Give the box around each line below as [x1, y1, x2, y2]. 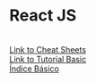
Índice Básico [9, 63, 60, 74]
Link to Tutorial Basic [9, 53, 87, 64]
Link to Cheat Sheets [9, 44, 87, 54]
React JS [9, 5, 77, 26]
